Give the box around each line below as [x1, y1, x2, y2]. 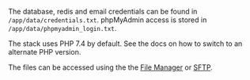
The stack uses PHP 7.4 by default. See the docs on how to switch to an [8, 39, 243, 48]
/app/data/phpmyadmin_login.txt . [8, 24, 117, 32]
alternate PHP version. [8, 48, 81, 56]
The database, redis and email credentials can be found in [8, 7, 198, 16]
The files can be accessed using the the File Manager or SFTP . [8, 63, 214, 72]
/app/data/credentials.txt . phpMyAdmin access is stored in [8, 15, 207, 25]
